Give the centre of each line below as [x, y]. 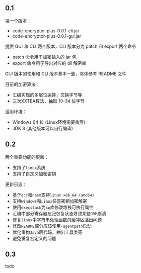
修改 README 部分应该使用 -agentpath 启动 [52, 226]
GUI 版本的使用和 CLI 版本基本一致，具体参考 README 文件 [66, 74]
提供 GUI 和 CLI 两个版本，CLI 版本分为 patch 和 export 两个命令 [71, 46]
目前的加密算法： [23, 84]
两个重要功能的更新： [27, 157]
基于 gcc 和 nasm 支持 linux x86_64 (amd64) [53, 195]
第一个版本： [18, 21]
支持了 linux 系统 [29, 167]
